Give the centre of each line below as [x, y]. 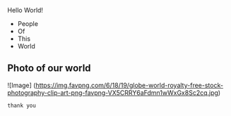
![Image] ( [22, 85]
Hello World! [25, 10]
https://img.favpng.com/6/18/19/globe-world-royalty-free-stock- [129, 85]
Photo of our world [49, 69]
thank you [22, 105]
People [28, 24]
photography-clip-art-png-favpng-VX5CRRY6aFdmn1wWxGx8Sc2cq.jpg [113, 92]
